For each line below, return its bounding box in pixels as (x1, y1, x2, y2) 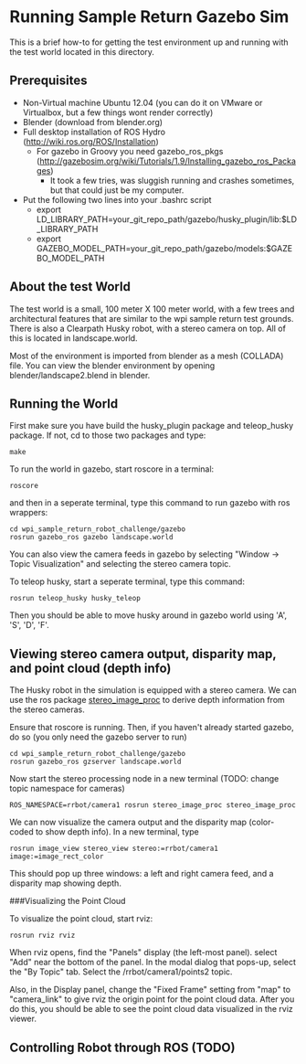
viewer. (9, 1013, 37, 1025)
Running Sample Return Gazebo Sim (9, 6, 290, 27)
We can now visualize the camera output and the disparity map (9, 816, 248, 828)
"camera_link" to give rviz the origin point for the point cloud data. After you (9, 994, 295, 1005)
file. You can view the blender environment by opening (9, 359, 216, 371)
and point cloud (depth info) (9, 660, 172, 676)
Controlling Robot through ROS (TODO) (9, 1039, 236, 1055)
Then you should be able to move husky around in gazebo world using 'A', (9, 610, 288, 621)
